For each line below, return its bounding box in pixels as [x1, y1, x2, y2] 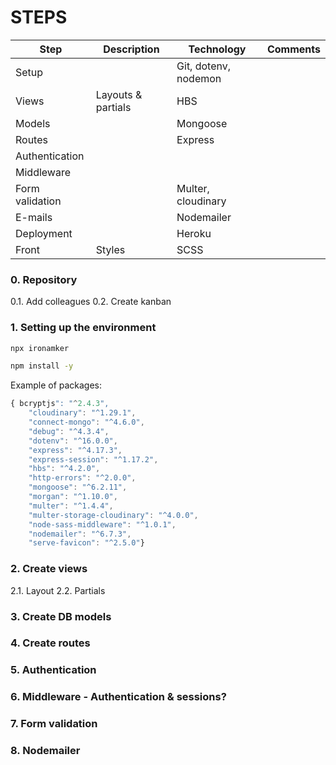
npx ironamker [10, 343, 70, 353]
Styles [95, 242, 126, 256]
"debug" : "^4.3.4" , [28, 426, 110, 436]
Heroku [176, 226, 212, 240]
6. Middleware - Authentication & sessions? [10, 690, 227, 704]
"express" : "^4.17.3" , [28, 445, 123, 455]
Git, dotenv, [176, 59, 232, 73]
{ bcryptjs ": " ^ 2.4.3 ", [10, 399, 110, 409]
